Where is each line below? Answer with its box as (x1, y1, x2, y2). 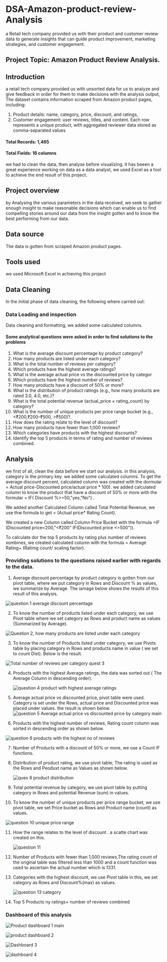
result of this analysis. (12, 590, 58, 597)
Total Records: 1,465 (5, 139, 49, 145)
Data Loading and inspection (5, 311, 77, 318)
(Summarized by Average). (12, 620, 68, 627)
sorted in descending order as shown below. (12, 725, 104, 731)
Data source (5, 230, 44, 239)
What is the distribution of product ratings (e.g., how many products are (12, 387, 160, 393)
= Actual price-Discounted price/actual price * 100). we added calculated (5, 484, 156, 490)
